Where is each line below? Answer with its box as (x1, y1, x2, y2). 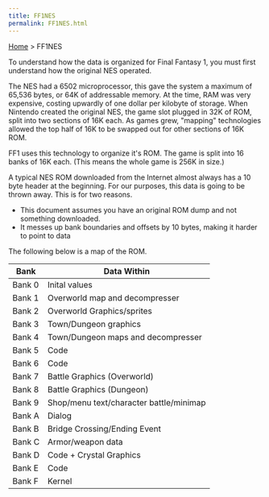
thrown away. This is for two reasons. (8, 189, 133, 199)
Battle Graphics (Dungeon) (47, 383, 149, 395)
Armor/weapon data (47, 436, 123, 447)
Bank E (12, 462, 39, 474)
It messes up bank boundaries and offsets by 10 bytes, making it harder (19, 222, 258, 232)
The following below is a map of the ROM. (8, 246, 147, 256)
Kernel (47, 475, 72, 487)
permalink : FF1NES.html (8, 19, 89, 27)
